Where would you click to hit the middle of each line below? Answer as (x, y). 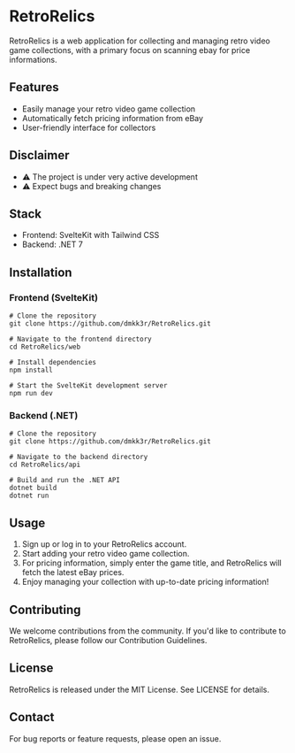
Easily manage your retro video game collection (109, 109)
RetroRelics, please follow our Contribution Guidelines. (108, 640)
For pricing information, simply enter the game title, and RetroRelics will (152, 563)
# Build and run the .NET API (65, 480)
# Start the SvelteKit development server (88, 386)
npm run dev (31, 394)
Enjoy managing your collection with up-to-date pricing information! (145, 582)
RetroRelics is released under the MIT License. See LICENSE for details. (139, 689)
